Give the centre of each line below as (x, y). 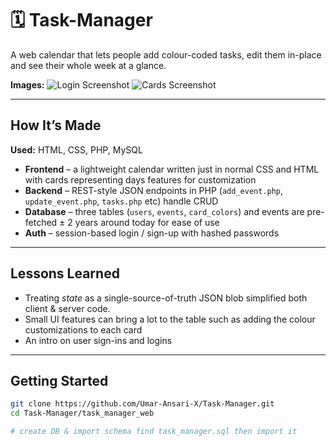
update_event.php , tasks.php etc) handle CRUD (121, 201)
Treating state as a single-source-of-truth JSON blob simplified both (166, 298)
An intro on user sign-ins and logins (98, 340)
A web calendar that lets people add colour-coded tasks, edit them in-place (166, 54)
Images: (27, 84)
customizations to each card (83, 329)
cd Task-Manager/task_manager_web (82, 413)
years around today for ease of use (147, 222)
